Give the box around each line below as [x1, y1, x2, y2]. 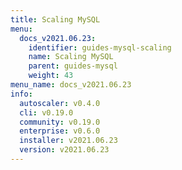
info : [10, 89, 33, 99]
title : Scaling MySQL [10, 14, 101, 25]
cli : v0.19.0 [19, 107, 74, 118]
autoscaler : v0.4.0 [19, 98, 101, 108]
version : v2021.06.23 [19, 145, 110, 155]
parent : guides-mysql [28, 61, 118, 71]
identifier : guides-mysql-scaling [28, 42, 172, 53]
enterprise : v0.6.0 [19, 126, 101, 136]
